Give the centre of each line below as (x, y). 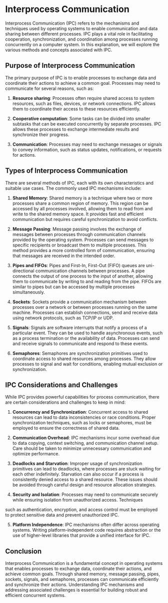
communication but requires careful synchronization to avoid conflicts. (85, 219)
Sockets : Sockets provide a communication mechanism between (79, 302)
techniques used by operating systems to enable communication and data (81, 28)
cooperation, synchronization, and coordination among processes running (81, 39)
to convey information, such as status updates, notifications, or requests (87, 150)
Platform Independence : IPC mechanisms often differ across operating (86, 525)
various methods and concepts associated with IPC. (59, 50)
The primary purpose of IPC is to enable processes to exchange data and (81, 78)
